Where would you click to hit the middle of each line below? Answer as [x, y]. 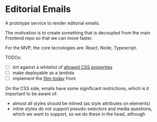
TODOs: [13, 57]
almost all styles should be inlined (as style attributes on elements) [81, 103]
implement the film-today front [44, 78]
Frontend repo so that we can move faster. [49, 38]
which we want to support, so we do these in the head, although [79, 114]
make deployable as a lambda [43, 73]
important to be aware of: [31, 94]
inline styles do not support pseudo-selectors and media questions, [82, 109]
